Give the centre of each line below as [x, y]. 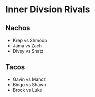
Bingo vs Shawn [29, 84]
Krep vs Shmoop [30, 40]
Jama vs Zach [27, 46]
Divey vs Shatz [28, 51]
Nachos [18, 28]
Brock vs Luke [27, 90]
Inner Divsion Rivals [48, 9]
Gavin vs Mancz [29, 79]
